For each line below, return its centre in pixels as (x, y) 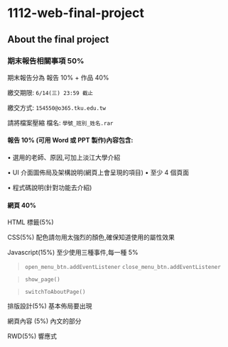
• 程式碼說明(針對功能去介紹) (50, 188)
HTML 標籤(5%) (31, 222)
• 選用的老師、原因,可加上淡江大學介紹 (64, 158)
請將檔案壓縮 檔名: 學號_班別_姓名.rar (60, 123)
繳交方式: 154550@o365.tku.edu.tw (57, 107)
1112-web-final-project (76, 13)
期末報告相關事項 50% (46, 60)
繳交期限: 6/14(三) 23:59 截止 (50, 92)
